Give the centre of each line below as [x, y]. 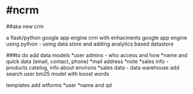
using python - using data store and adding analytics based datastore [90, 44]
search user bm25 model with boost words [58, 74]
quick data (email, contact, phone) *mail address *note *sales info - [87, 61]
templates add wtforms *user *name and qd [59, 85]
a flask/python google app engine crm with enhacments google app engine [96, 37]
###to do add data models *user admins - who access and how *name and [97, 55]
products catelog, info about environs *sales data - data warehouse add [93, 67]
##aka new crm [25, 26]
